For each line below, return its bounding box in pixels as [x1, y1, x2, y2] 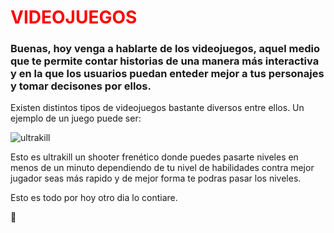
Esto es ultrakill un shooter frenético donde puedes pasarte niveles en [10, 151, 299, 163]
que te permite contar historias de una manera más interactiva [10, 54, 320, 68]
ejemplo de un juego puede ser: [10, 112, 142, 125]
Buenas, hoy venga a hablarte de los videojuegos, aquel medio [10, 42, 320, 56]
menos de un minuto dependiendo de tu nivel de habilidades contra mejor [10, 162, 315, 174]
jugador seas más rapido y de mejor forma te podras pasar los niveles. [10, 172, 302, 185]
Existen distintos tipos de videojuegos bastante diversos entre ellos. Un [10, 102, 305, 114]
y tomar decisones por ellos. [10, 79, 152, 93]
